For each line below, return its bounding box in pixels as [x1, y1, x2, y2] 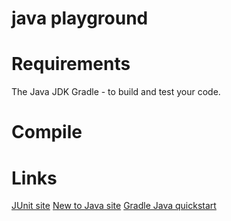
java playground [11, 7, 149, 30]
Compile [11, 121, 83, 144]
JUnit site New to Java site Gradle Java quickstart [11, 200, 217, 212]
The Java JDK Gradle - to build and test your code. [11, 86, 221, 98]
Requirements [11, 53, 131, 76]
